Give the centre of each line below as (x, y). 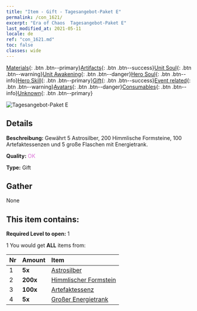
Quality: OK (21, 155)
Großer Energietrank (80, 300)
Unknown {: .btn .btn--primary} (55, 93)
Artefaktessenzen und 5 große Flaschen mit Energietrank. (77, 144)
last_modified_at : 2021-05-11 (44, 28)
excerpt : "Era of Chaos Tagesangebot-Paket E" (67, 23)
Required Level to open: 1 (38, 234)
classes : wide (24, 51)
